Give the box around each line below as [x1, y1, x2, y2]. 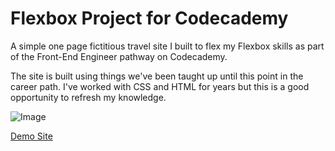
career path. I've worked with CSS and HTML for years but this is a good [10, 80, 310, 92]
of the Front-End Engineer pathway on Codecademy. [10, 50, 228, 62]
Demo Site [10, 130, 53, 142]
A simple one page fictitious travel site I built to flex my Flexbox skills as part [10, 40, 325, 52]
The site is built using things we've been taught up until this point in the [10, 70, 304, 82]
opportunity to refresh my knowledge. [10, 91, 167, 103]
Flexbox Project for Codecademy [10, 7, 289, 30]
